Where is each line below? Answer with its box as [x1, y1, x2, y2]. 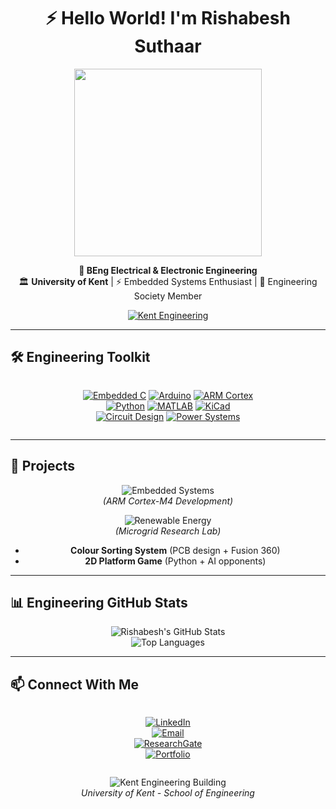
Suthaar [134, 35, 202, 58]
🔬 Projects [10, 458, 76, 475]
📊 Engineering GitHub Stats [10, 594, 188, 611]
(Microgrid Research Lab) [114, 525, 222, 537]
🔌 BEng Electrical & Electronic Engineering [78, 264, 258, 276]
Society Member [133, 290, 203, 302]
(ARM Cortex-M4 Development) [102, 495, 234, 507]
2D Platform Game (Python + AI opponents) [84, 555, 267, 567]
